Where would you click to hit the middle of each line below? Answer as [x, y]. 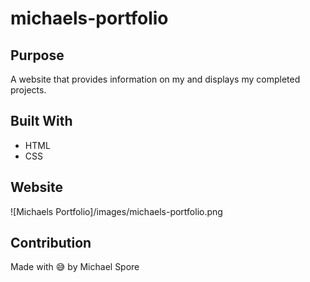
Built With [41, 121]
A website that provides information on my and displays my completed [155, 79]
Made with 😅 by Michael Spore [75, 267]
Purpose [37, 55]
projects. [28, 90]
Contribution [51, 243]
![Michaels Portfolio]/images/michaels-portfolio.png [116, 211]
